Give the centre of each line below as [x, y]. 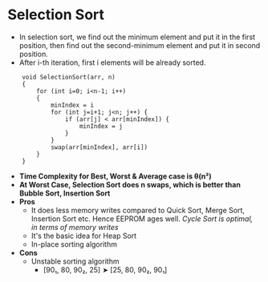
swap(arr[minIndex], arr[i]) [99, 147]
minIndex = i [72, 105]
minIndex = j [101, 126]
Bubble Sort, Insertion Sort [65, 193]
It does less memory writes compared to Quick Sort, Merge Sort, [138, 210]
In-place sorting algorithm [74, 244]
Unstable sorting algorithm [75, 261]
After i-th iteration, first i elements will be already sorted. [112, 62]
